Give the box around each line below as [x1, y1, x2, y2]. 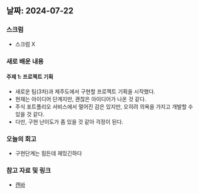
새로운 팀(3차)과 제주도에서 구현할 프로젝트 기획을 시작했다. [15, 87, 156, 95]
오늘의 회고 [6, 135, 37, 143]
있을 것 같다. [15, 110, 45, 118]
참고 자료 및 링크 [6, 166, 51, 175]
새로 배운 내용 [6, 57, 44, 65]
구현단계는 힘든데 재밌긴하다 [15, 150, 83, 157]
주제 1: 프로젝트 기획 [6, 73, 53, 81]
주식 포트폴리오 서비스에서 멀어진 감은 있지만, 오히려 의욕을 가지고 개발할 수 [15, 102, 194, 110]
